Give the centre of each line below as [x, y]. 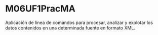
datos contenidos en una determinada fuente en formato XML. [70, 27]
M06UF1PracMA [41, 9]
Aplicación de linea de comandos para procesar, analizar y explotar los [79, 22]
